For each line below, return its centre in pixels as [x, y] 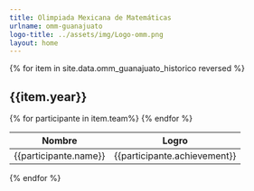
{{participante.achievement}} [175, 156]
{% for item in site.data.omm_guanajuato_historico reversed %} [127, 68]
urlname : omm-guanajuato [56, 26]
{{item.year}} [48, 97]
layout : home [34, 43]
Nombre [60, 141]
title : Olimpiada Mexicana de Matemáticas [90, 18]
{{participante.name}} [60, 156]
